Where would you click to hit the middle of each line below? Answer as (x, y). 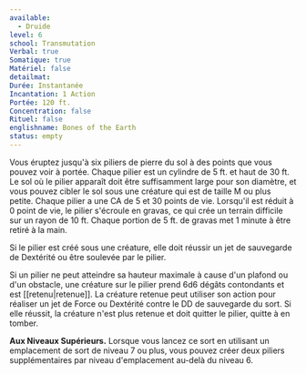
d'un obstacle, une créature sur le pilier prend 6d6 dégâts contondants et (147, 284)
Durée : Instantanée (46, 86)
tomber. (24, 323)
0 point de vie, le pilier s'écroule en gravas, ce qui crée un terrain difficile (147, 210)
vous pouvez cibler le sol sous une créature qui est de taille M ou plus (140, 191)
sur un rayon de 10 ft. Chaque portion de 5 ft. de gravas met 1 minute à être (150, 220)
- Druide (34, 26)
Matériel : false (40, 69)
